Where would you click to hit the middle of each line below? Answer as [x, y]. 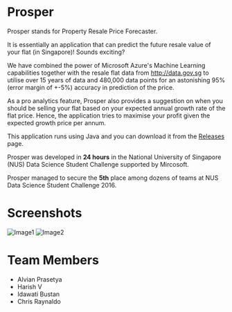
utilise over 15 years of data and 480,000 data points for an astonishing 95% [116, 80]
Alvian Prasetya [39, 279]
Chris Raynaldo [39, 301]
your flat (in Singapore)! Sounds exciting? [66, 52]
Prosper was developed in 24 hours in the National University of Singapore [114, 157]
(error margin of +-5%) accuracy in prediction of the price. [91, 87]
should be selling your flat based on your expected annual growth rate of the [117, 108]
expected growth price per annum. [56, 122]
